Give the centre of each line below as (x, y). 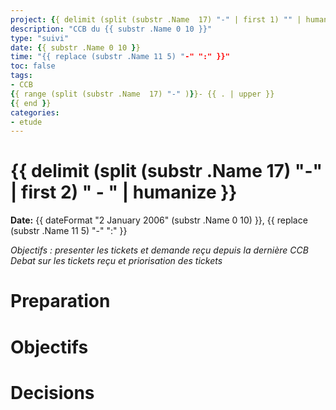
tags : (21, 76)
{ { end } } (31, 103)
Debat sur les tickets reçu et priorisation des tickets (116, 261)
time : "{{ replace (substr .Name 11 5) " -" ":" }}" (120, 57)
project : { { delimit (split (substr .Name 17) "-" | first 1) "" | (156, 19)
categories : (35, 112)
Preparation (60, 301)
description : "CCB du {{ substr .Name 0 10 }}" (111, 29)
